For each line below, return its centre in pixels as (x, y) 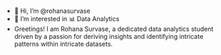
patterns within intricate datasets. (63, 44)
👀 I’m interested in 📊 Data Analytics (67, 19)
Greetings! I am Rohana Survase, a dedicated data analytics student (114, 29)
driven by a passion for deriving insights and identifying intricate (109, 36)
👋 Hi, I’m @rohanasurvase (52, 11)
